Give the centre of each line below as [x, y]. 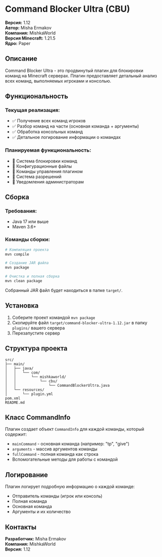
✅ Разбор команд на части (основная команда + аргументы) [76, 126]
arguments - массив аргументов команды [55, 449]
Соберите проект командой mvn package [54, 317]
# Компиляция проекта [27, 250]
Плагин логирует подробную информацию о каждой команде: [70, 487]
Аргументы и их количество [41, 512]
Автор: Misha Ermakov [28, 27]
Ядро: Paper [18, 43]
